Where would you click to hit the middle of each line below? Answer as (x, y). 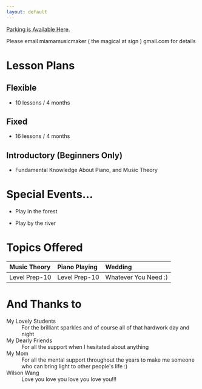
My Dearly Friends (29, 340)
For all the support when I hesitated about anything (85, 347)
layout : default (27, 12)
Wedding (119, 267)
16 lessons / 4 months (42, 136)
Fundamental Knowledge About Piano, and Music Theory (86, 170)
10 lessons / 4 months (42, 102)
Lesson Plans (41, 65)
